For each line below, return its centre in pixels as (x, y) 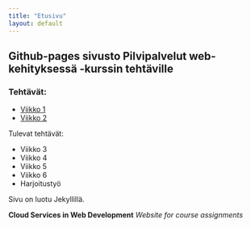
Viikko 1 (33, 109)
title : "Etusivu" (38, 16)
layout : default (36, 23)
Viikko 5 (33, 167)
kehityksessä (43, 68)
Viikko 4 (33, 158)
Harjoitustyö (40, 184)
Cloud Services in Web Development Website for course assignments (126, 215)
